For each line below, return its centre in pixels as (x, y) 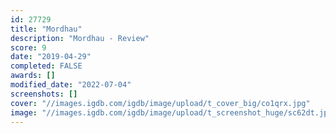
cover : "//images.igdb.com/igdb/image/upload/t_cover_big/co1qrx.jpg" (160, 103)
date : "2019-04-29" (51, 57)
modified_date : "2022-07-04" (71, 85)
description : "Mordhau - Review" (80, 38)
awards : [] (33, 76)
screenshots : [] (44, 94)
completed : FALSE (46, 66)
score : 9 (28, 47)
